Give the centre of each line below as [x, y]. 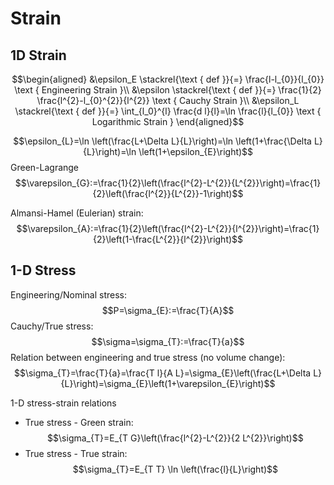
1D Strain [38, 55]
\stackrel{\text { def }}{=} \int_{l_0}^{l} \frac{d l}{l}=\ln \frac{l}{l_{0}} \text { [168, 111]
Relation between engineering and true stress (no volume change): [148, 357]
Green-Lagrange [45, 167]
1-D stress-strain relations [63, 403]
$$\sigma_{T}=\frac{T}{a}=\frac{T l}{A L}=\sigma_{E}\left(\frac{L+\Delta [162, 373]
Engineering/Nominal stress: [68, 294]
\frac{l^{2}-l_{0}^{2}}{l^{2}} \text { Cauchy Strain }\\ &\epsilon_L [168, 100]
